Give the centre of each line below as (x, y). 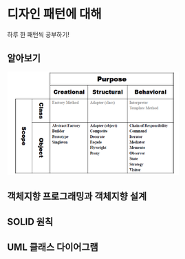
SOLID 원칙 (30, 221)
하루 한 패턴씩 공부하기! (39, 34)
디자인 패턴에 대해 (54, 14)
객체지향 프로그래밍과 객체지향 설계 (77, 196)
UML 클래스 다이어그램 (53, 248)
